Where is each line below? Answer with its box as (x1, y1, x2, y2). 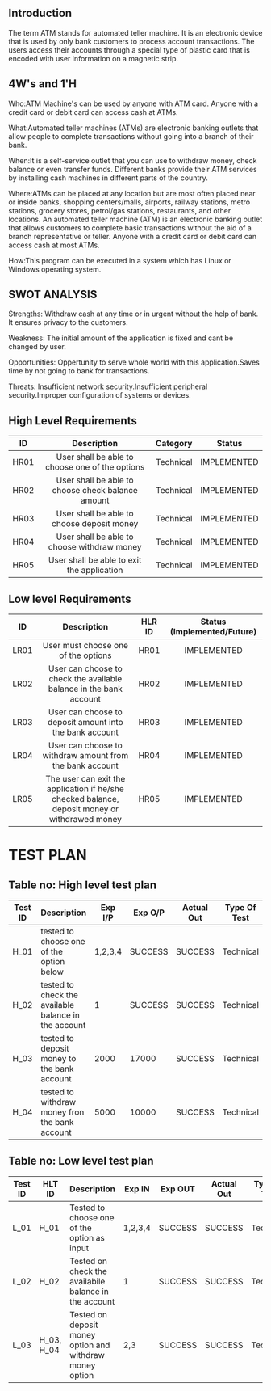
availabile (69, 1275, 106, 1287)
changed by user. (8, 342, 67, 352)
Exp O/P (132, 907, 165, 918)
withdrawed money (48, 814, 123, 825)
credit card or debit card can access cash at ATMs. (8, 107, 179, 116)
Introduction (8, 6, 73, 20)
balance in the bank (48, 683, 123, 694)
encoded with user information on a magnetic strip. (8, 53, 179, 63)
